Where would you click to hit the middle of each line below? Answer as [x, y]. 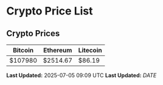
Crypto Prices [33, 33]
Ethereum [58, 50]
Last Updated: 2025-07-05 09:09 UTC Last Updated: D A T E [81, 75]
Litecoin [90, 50]
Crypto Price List [50, 11]
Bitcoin [23, 50]
